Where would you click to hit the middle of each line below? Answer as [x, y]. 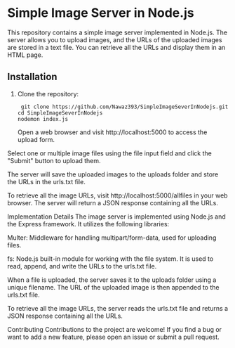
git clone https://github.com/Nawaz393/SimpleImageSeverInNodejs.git [125, 107]
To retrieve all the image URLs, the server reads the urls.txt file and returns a [118, 308]
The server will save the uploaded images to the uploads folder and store [113, 174]
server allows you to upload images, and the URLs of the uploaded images [115, 39]
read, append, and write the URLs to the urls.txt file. [82, 266]
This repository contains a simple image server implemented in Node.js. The [117, 32]
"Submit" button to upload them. [54, 160]
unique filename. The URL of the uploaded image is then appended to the [113, 287]
